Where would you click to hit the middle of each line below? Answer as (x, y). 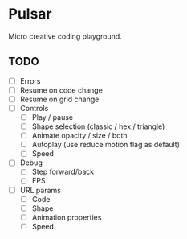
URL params (41, 190)
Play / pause (53, 117)
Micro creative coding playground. (65, 36)
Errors (30, 80)
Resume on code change (61, 90)
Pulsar (30, 14)
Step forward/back (63, 172)
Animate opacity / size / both (79, 136)
